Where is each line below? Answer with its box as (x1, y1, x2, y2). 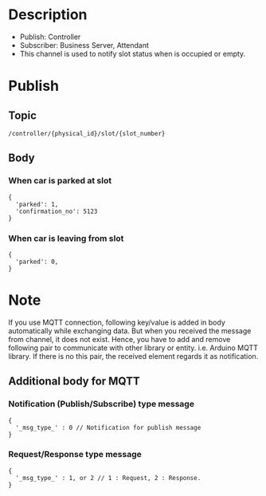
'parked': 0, (15, 258, 59, 266)
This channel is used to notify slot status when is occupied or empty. (19, 49, 246, 58)
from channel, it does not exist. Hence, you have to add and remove (8, 334, 231, 344)
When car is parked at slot (8, 175, 112, 187)
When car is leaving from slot (8, 233, 124, 244)
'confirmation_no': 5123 (15, 207, 98, 215)
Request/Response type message (8, 449, 142, 460)
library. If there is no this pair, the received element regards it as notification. (8, 351, 259, 360)
